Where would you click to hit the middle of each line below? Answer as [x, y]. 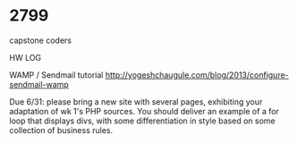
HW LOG [26, 57]
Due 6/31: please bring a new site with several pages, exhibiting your [136, 101]
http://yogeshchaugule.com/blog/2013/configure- [197, 75]
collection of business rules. [61, 130]
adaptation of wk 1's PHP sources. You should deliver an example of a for [144, 111]
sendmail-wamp [39, 84]
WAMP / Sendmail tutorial [56, 75]
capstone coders [40, 40]
